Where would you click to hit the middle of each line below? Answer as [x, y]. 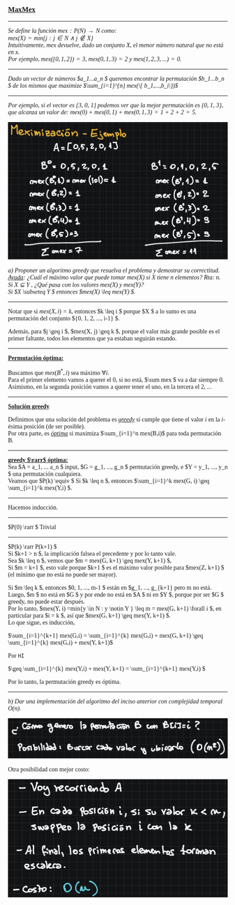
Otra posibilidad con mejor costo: [49, 769]
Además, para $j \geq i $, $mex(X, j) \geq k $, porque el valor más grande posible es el [114, 332]
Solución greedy [29, 406]
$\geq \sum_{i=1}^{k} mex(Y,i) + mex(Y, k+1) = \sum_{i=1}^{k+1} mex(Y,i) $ [107, 668]
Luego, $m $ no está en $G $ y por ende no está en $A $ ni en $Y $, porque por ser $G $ [116, 594]
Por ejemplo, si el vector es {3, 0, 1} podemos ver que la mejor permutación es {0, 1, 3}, [116, 106]
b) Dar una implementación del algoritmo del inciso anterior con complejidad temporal [115, 701]
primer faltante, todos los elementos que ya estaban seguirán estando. [92, 339]
